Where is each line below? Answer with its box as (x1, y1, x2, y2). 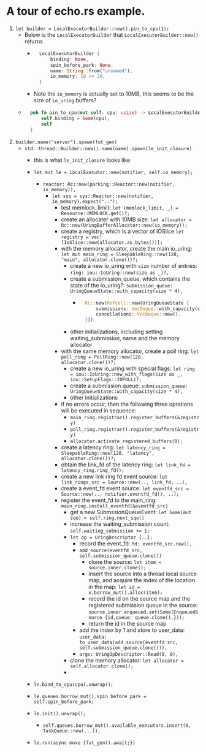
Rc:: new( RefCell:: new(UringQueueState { (85, 300, 189, 306)
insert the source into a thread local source (88, 570, 197, 577)
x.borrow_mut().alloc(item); (88, 590, 163, 596)
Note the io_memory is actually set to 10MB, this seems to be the (33, 90, 194, 97)
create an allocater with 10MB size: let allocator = (61, 216, 192, 223)
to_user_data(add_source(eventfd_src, (79, 639, 179, 646)
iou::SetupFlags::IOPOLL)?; (70, 377, 142, 383)
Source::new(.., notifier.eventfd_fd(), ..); (61, 492, 180, 498)
